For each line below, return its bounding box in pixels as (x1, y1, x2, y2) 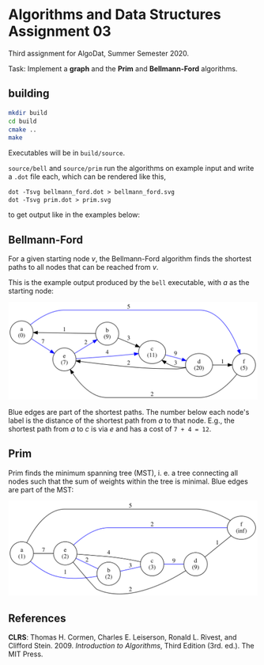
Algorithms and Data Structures (8, 6, 221, 24)
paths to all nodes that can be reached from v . (8, 263, 159, 272)
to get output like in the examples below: (8, 210, 141, 219)
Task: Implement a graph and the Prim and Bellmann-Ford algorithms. (8, 63, 238, 73)
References (8, 611, 66, 625)
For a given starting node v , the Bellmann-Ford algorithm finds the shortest (8, 254, 252, 264)
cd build (8, 117, 37, 125)
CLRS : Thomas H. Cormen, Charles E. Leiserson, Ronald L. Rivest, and (8, 633, 237, 642)
